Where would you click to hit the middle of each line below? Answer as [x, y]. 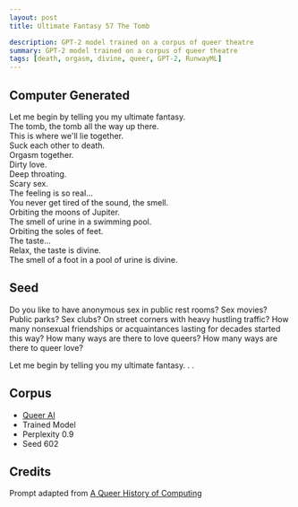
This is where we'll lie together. [66, 135]
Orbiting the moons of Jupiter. [65, 212]
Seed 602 [40, 443]
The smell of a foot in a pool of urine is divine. [94, 259]
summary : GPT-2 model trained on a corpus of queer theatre [124, 50]
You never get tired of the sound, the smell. [89, 202]
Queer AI [38, 415]
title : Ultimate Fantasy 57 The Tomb [80, 26]
